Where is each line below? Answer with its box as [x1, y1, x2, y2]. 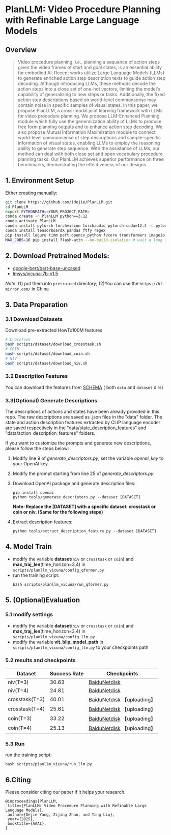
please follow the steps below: [5, 445, 69, 452]
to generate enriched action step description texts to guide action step [17, 75, 166, 81]
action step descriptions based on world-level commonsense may [17, 97, 156, 103]
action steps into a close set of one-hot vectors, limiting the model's [17, 86, 161, 92]
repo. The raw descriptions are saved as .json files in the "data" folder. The [5, 414, 163, 420]
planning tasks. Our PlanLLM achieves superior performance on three [17, 156, 164, 162]
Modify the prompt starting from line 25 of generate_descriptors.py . [12, 470, 155, 476]
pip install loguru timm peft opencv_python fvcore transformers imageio [5, 232, 165, 237]
